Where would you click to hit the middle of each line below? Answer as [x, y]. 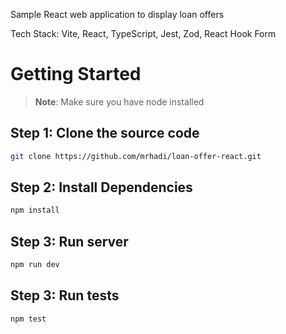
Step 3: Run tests [65, 295]
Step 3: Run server [69, 241]
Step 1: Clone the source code [105, 133]
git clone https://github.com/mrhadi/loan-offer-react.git [136, 156]
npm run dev [35, 265]
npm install [35, 210]
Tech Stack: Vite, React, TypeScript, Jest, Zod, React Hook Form [143, 33]
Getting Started [76, 74]
